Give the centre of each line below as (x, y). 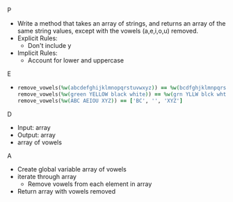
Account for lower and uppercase (76, 60)
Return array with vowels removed (66, 191)
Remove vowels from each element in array (90, 184)
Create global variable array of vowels (72, 169)
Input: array (34, 127)
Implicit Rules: (37, 53)
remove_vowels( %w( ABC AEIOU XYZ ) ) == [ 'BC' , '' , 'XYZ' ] (100, 101)
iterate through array (47, 176)
